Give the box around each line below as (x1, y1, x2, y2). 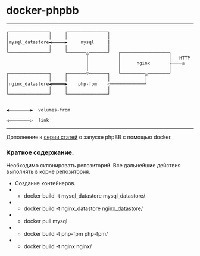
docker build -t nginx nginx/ (23, 243, 92, 250)
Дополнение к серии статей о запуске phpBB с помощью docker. (6, 133, 173, 141)
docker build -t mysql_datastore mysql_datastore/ (23, 192, 146, 199)
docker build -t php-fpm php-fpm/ (23, 230, 108, 238)
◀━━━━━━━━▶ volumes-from (6, 107, 70, 113)
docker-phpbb (6, 4, 79, 17)
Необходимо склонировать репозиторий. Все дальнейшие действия (6, 162, 181, 169)
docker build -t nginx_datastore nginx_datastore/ (23, 205, 143, 212)
